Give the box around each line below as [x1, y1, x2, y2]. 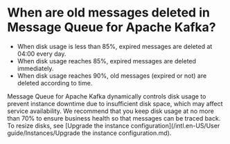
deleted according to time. [17, 79, 93, 87]
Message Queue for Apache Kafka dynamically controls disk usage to [7, 92, 206, 101]
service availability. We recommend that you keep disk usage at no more [7, 107, 215, 115]
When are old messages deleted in [7, 5, 210, 21]
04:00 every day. [17, 50, 67, 58]
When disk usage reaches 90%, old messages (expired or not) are [17, 71, 207, 80]
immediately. [17, 64, 54, 72]
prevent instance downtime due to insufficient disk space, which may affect [7, 99, 223, 107]
